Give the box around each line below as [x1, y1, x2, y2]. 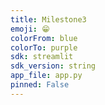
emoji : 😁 [10, 24, 50, 34]
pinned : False [10, 80, 70, 90]
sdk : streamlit [10, 52, 74, 62]
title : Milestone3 [10, 14, 87, 25]
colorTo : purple [10, 42, 78, 53]
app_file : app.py [10, 71, 83, 81]
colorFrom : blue [10, 33, 78, 43]
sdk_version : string [10, 61, 97, 71]
